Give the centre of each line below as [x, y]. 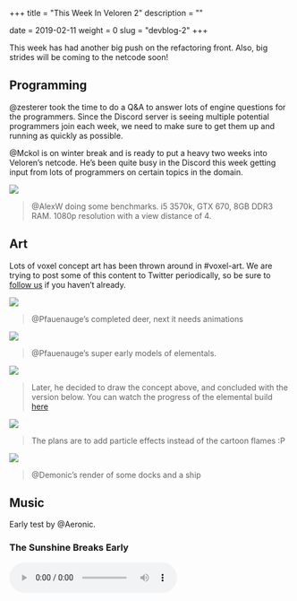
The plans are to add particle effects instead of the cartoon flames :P [158, 440]
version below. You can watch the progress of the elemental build [152, 396]
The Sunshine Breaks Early [69, 548]
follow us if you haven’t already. [68, 284]
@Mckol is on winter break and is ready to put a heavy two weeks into [139, 152]
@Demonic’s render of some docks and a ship [116, 475]
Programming [48, 86]
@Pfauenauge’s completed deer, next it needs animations [137, 318]
